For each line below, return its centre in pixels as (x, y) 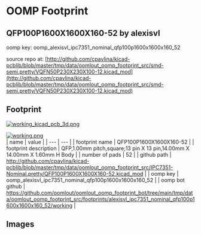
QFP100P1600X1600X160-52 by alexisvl (83, 33)
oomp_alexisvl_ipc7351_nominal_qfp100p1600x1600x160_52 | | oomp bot (96, 180)
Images (20, 225)
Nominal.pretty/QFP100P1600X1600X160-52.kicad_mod (75, 173)
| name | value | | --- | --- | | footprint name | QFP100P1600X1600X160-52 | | (100, 142)
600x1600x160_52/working (39, 205)
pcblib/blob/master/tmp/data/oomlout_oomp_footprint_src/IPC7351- (90, 167)
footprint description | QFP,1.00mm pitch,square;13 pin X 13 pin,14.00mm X (98, 148)
